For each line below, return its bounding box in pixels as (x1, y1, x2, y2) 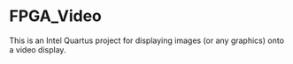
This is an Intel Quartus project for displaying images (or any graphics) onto (9, 35, 285, 46)
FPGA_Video (9, 6, 102, 26)
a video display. (9, 44, 66, 54)
